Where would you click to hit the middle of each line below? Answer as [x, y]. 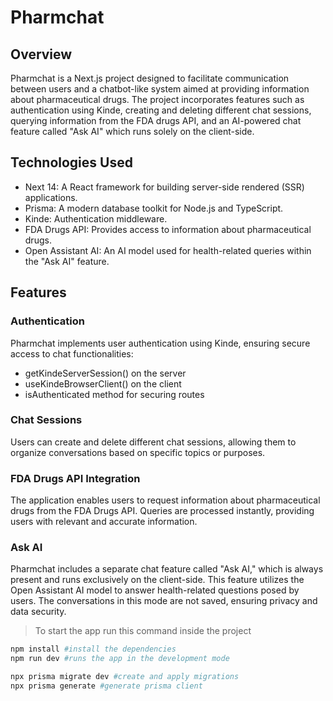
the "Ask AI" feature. [67, 261]
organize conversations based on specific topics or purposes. [138, 452]
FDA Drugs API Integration [75, 478]
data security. [38, 612]
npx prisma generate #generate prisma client [106, 686]
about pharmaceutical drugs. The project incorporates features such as [157, 99]
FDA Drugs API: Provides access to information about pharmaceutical [168, 229]
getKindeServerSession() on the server [105, 373]
